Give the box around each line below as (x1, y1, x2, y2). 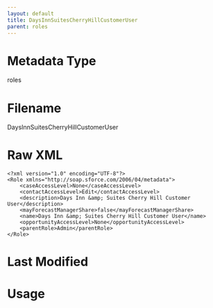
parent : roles (7, 23, 49, 30)
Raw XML (7, 147, 63, 163)
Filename (7, 100, 62, 116)
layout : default (7, 10, 54, 17)
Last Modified (7, 254, 89, 270)
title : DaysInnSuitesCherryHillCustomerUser (7, 17, 138, 24)
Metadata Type (7, 53, 96, 69)
